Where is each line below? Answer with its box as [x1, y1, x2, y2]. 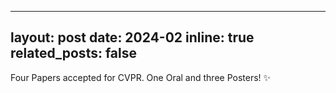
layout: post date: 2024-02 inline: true [10, 29, 255, 46]
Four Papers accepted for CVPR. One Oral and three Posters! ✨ [10, 71, 272, 83]
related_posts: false [10, 45, 138, 62]
